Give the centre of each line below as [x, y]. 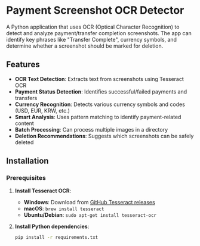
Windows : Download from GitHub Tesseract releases [89, 203]
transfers [26, 98]
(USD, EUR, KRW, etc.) [42, 110]
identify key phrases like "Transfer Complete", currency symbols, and [92, 39]
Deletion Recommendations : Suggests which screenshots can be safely [104, 136]
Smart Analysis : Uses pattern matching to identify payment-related [98, 117]
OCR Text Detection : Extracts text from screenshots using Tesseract [99, 79]
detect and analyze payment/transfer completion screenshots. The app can [99, 33]
